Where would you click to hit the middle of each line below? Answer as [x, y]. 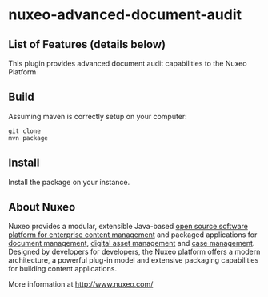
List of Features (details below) [87, 44]
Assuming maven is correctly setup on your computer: [98, 116]
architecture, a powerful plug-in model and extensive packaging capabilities [134, 260]
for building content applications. [63, 269]
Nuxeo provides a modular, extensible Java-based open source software [128, 227]
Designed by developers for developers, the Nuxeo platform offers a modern [134, 252]
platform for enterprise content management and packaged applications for [133, 235]
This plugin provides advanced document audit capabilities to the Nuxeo [128, 63]
